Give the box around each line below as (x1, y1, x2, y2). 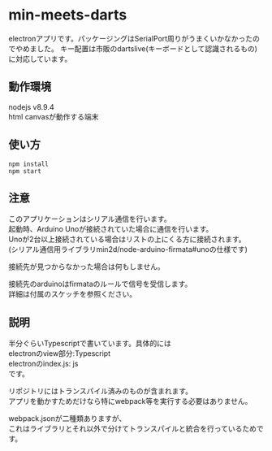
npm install (8, 160, 49, 168)
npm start (8, 167, 42, 176)
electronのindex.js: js (8, 359, 79, 369)
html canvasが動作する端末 (8, 111, 99, 121)
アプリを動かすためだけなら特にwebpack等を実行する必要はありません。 (8, 397, 253, 406)
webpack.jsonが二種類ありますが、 (8, 414, 127, 423)
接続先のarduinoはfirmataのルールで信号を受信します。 (8, 279, 192, 289)
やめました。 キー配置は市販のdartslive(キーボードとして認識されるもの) (15, 43, 258, 54)
